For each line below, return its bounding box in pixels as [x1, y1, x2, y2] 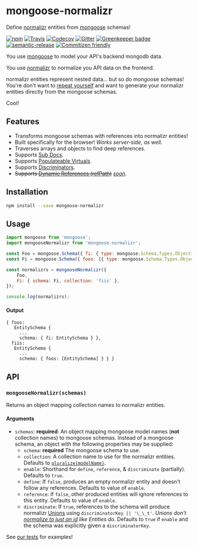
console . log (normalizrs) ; [6, 294, 70, 300]
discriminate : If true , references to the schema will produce [23, 503, 170, 511]
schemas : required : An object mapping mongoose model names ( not [14, 428, 180, 435]
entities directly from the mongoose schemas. [6, 88, 118, 95]
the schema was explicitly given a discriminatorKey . [23, 522, 151, 529]
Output [6, 307, 24, 314]
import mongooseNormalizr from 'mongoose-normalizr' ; [6, 240, 141, 246]
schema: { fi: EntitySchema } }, [19, 335, 101, 341]
